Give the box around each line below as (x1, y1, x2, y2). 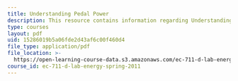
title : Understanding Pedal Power (7, 10, 110, 18)
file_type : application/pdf (7, 43, 91, 50)
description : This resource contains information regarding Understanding (7, 17, 233, 24)
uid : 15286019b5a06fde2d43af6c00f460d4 (7, 37, 125, 44)
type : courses (7, 23, 50, 30)
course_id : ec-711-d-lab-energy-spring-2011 (7, 63, 141, 70)
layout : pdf (7, 30, 42, 37)
